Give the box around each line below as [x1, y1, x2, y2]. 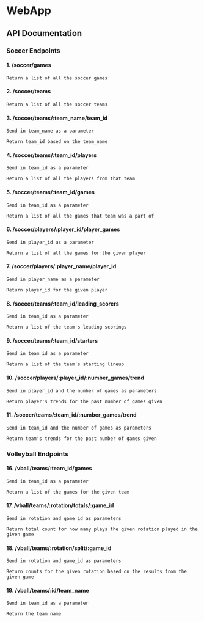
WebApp [6, 4, 52, 18]
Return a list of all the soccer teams [6, 101, 108, 108]
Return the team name [6, 611, 62, 617]
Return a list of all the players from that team [6, 175, 136, 182]
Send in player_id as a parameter [6, 239, 95, 245]
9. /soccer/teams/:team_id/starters [6, 337, 98, 344]
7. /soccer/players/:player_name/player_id [6, 263, 117, 270]
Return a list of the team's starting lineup [6, 361, 124, 367]
